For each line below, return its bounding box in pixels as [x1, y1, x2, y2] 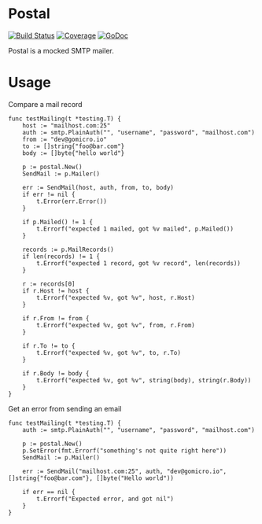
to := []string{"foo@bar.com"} [22, 142, 125, 150]
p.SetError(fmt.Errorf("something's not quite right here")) [22, 446, 227, 455]
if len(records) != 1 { [22, 253, 101, 260]
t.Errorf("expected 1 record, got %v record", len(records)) [36, 259, 242, 268]
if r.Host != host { [22, 286, 90, 295]
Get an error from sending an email [8, 404, 122, 413]
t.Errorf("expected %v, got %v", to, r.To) [36, 349, 181, 356]
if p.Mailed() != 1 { [22, 218, 93, 226]
